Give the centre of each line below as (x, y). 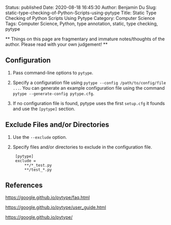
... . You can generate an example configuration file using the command (89, 88)
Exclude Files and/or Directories (57, 125)
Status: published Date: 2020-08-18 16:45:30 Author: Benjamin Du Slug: (81, 7)
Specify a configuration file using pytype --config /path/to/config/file (89, 82)
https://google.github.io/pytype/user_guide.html (56, 207)
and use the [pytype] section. (44, 109)
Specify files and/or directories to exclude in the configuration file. (82, 147)
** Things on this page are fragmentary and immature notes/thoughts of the (85, 39)
